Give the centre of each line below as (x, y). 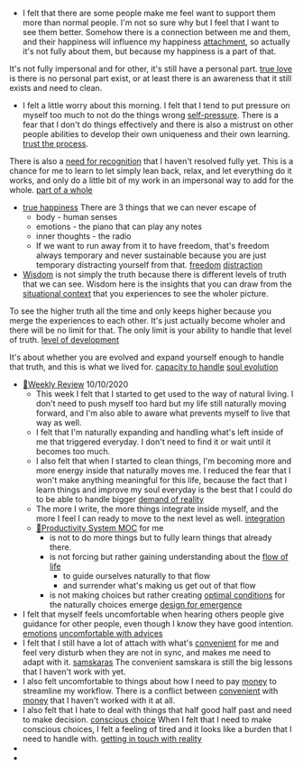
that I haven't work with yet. (74, 672)
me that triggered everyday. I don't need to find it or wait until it (153, 442)
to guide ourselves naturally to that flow (136, 576)
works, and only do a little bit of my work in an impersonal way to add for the (152, 180)
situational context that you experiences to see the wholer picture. (145, 293)
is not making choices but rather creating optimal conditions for (167, 595)
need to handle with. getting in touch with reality (112, 739)
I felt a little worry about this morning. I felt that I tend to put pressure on (156, 105)
